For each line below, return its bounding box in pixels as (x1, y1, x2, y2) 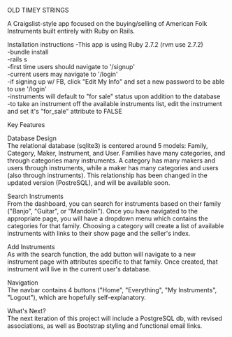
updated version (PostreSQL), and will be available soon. (7, 179, 171, 187)
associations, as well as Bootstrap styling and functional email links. (7, 322, 203, 330)
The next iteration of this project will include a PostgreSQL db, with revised (7, 314, 222, 322)
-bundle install (7, 48, 49, 56)
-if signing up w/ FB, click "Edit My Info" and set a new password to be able (7, 77, 225, 86)
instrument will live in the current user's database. (7, 265, 152, 273)
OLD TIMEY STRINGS (7, 6, 69, 14)
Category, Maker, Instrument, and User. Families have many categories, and (7, 149, 226, 157)
